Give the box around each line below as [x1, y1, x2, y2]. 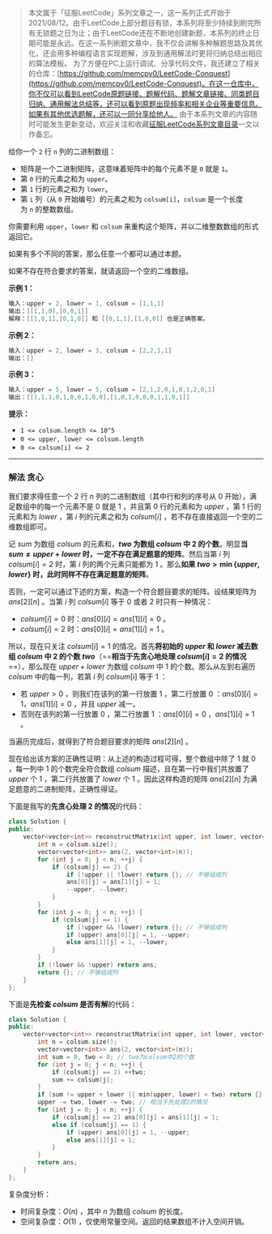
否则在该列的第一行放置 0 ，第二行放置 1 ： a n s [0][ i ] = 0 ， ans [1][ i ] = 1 [19, 709, 255, 719]
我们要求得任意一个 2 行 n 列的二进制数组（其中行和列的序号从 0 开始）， [8, 492, 250, 502]
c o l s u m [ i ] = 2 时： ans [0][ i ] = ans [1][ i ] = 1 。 [19, 624, 168, 634]
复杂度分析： [8, 1189, 51, 1198]
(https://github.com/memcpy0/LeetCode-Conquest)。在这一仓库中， [28, 79, 259, 88]
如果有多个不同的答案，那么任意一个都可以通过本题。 [8, 249, 186, 258]
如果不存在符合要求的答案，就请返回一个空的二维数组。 [8, 267, 193, 275]
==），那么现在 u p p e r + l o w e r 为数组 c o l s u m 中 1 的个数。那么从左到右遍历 [8, 662, 256, 672]
